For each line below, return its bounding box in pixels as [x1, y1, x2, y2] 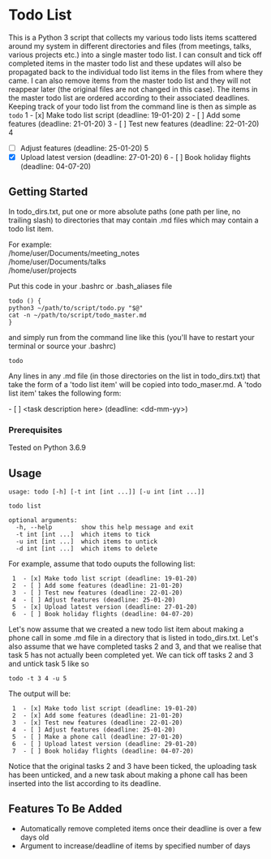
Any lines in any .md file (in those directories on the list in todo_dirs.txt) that [8, 371, 261, 381]
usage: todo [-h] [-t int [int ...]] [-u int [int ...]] [8, 487, 205, 496]
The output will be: [8, 688, 71, 698]
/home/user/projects [8, 265, 77, 275]
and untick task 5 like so [8, 658, 89, 668]
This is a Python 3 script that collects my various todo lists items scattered [8, 32, 257, 42]
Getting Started [8, 185, 88, 199]
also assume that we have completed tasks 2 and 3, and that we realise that [8, 641, 262, 651]
